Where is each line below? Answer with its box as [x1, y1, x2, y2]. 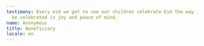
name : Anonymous [6, 20, 47, 26]
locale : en [6, 31, 34, 37]
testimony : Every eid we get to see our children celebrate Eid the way [6, 8, 194, 15]
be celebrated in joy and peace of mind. [12, 14, 118, 20]
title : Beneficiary [6, 25, 56, 32]
